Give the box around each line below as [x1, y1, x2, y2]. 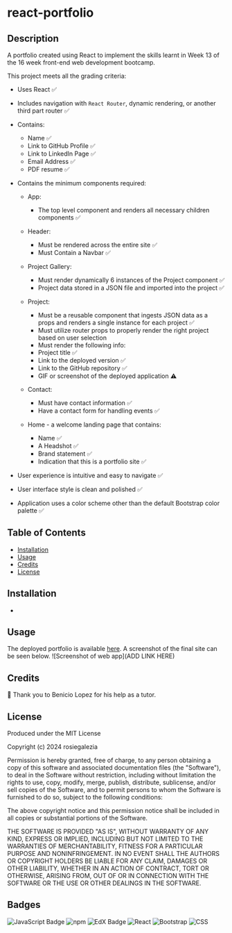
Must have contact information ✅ [37, 399, 133, 407]
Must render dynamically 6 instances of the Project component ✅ [37, 276, 225, 284]
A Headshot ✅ [37, 442, 79, 449]
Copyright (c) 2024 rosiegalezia [7, 743, 98, 751]
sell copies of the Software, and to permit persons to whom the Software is [7, 786, 222, 794]
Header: [27, 227, 51, 236]
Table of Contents [7, 527, 87, 539]
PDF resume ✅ [27, 165, 70, 173]
